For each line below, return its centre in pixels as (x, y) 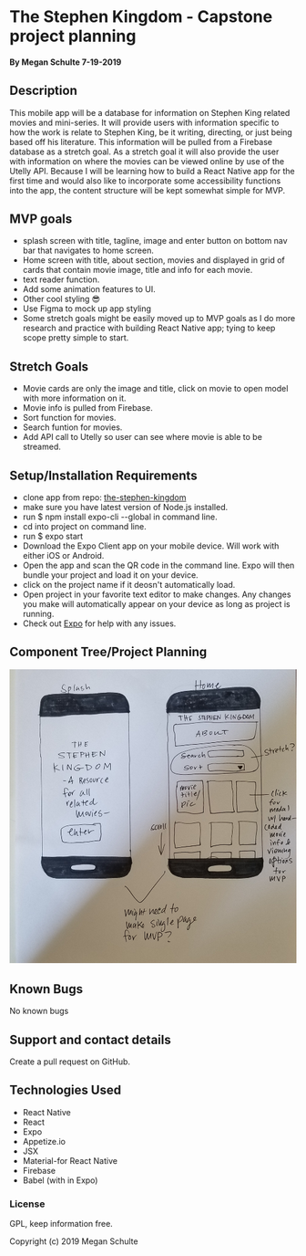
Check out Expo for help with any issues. (99, 623)
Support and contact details (90, 1039)
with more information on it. (74, 398)
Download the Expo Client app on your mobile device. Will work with (151, 546)
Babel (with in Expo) (60, 1180)
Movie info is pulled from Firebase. (87, 408)
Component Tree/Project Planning (108, 652)
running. (38, 614)
